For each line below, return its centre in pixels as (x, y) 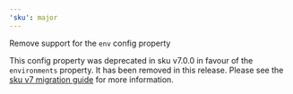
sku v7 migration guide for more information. (92, 79)
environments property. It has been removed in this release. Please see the (146, 70)
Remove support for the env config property (90, 43)
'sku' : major (34, 17)
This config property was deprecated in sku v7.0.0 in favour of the (131, 60)
